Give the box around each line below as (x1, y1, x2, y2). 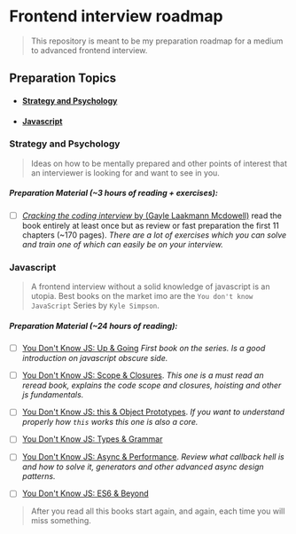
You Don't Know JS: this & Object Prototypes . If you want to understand (21, 406, 285, 418)
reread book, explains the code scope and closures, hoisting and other (21, 380, 282, 391)
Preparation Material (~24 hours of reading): (9, 320, 178, 331)
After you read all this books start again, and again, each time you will (30, 506, 285, 516)
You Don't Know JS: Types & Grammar (21, 434, 163, 444)
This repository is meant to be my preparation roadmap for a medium (30, 35, 284, 46)
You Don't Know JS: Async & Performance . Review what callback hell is (21, 452, 285, 462)
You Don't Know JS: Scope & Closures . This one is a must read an (21, 370, 264, 381)
